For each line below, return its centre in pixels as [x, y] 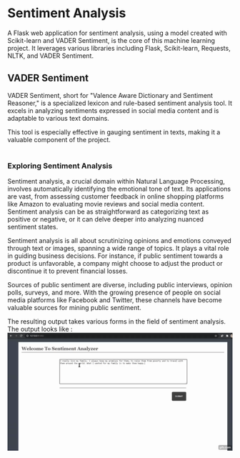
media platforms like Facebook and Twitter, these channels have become [115, 300]
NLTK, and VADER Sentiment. [51, 56]
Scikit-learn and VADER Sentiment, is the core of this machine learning [111, 40]
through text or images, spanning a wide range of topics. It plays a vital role [119, 249]
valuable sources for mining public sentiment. [74, 308]
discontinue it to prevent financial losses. [68, 271]
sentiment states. [33, 227]
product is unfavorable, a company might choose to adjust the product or [115, 264]
